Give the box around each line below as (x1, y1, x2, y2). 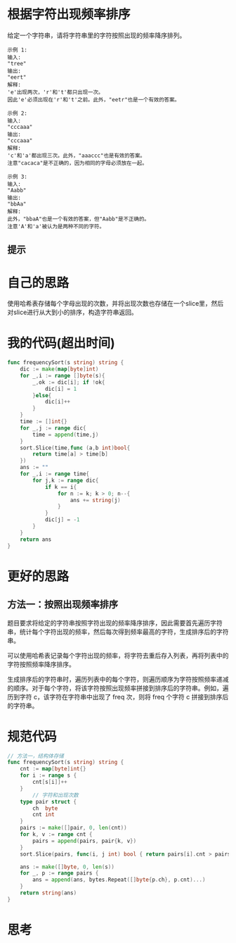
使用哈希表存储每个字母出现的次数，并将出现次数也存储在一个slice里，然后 (7, 299, 224, 308)
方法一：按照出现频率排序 (7, 599, 118, 611)
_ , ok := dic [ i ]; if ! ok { (32, 378, 105, 386)
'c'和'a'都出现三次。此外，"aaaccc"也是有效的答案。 (7, 152, 146, 159)
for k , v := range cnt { (20, 831, 93, 838)
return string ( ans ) (20, 889, 77, 897)
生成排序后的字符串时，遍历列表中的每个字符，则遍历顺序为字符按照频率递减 (7, 675, 229, 683)
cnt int (32, 811, 55, 818)
